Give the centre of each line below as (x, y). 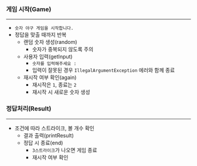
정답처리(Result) (29, 109)
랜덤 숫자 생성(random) (50, 42)
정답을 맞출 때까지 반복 (40, 35)
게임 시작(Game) (29, 9)
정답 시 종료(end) (43, 143)
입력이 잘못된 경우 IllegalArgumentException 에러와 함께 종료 (103, 70)
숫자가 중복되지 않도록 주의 (63, 49)
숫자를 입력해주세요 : (54, 64)
